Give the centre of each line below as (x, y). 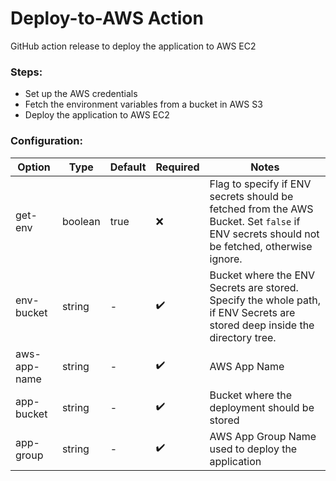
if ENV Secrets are (252, 312)
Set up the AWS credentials (81, 94)
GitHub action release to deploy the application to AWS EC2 (133, 46)
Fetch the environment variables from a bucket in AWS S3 (143, 104)
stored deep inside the (262, 325)
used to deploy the (253, 449)
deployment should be (262, 407)
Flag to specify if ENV (260, 184)
